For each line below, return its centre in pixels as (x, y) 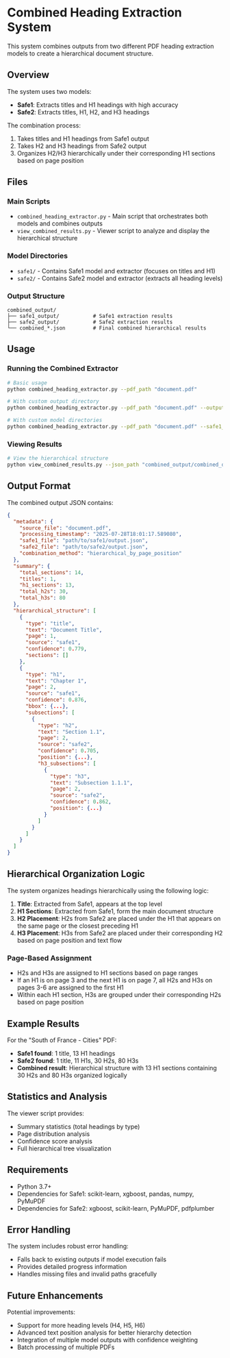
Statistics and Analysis (57, 1097)
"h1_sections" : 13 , (47, 585)
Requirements (38, 1170)
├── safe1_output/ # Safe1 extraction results (90, 317)
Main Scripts (29, 201)
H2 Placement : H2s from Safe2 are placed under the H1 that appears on (119, 918)
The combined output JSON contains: (61, 502)
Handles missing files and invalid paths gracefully (87, 1274)
